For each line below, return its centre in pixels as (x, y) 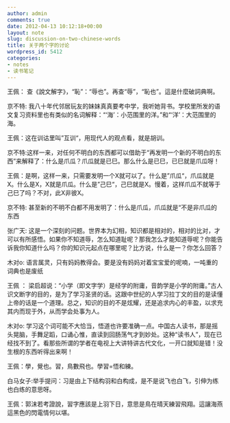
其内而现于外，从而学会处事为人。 (55, 311)
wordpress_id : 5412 (35, 52)
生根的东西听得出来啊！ (40, 352)
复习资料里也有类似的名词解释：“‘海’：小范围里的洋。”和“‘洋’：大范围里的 (115, 115)
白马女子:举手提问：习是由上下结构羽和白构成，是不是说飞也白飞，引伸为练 (113, 380)
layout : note (26, 33)
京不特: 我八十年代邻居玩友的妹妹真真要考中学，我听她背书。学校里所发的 (111, 106)
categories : (24, 58)
